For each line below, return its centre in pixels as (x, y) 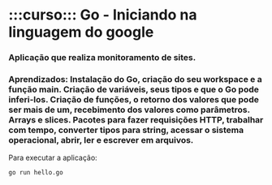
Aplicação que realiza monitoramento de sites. (102, 58)
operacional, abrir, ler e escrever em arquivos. (101, 140)
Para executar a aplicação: (53, 158)
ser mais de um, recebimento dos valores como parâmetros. (129, 110)
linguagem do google (81, 32)
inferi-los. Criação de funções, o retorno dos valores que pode (134, 100)
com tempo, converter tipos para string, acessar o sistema (126, 130)
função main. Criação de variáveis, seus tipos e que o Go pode (134, 89)
